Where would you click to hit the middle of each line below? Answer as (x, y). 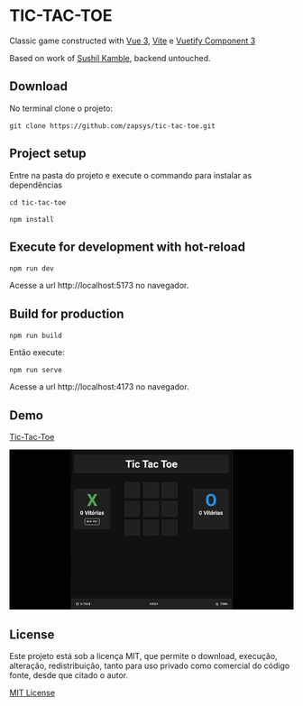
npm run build (36, 336)
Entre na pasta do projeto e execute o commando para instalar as (131, 175)
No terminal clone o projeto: (61, 108)
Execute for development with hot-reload (128, 247)
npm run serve (36, 371)
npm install (32, 219)
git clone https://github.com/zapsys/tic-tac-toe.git (113, 126)
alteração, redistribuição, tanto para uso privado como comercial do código (150, 666)
